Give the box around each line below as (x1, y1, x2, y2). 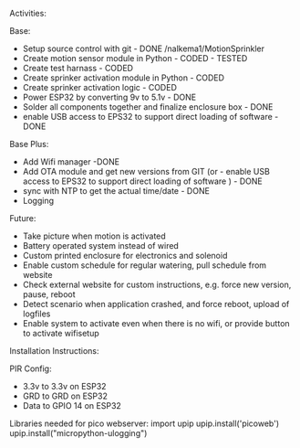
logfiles (22, 308, 51, 319)
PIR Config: (9, 363, 52, 374)
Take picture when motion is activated (22, 230, 166, 241)
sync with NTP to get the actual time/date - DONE (22, 186, 210, 196)
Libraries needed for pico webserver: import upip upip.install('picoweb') (9, 418, 280, 429)
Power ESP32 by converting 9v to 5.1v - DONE (22, 91, 197, 102)
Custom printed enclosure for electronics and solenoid (22, 251, 228, 261)
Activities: (9, 8, 47, 18)
